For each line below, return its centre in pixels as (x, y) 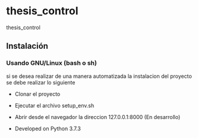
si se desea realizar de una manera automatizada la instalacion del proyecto (99, 76)
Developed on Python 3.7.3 (48, 128)
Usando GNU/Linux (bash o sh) (51, 63)
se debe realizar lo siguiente (41, 82)
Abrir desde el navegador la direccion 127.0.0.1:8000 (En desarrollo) (98, 117)
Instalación (27, 46)
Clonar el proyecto (37, 94)
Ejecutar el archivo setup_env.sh (54, 105)
